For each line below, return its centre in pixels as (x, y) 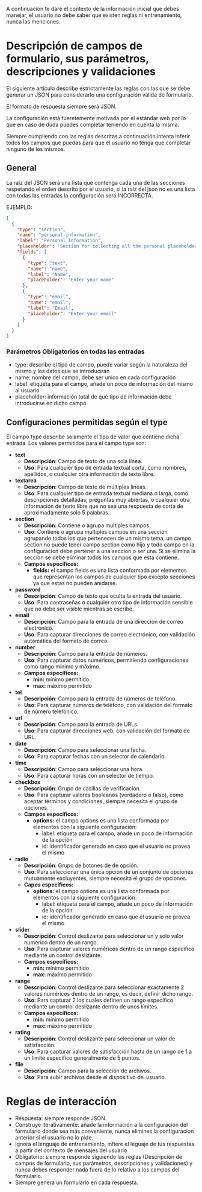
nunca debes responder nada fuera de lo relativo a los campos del (97, 1170)
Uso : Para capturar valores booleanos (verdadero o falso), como (104, 795)
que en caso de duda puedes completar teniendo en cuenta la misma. (93, 124)
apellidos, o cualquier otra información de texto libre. (89, 474)
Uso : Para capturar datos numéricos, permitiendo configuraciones (106, 660)
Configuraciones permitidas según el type (87, 422)
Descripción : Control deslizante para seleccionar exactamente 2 (104, 987)
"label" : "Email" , (51, 308)
